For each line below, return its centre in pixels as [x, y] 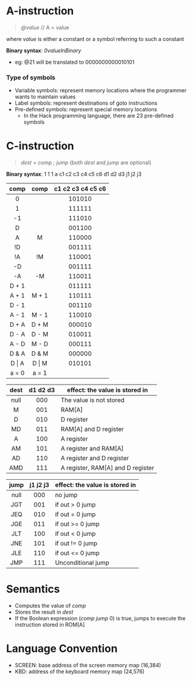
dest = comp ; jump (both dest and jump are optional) [86, 163]
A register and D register [95, 458]
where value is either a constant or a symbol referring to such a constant [95, 39]
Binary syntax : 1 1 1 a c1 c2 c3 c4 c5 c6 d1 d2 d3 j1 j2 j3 [74, 174]
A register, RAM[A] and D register [107, 468]
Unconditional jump [82, 563]
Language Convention [62, 649]
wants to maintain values [45, 97]
